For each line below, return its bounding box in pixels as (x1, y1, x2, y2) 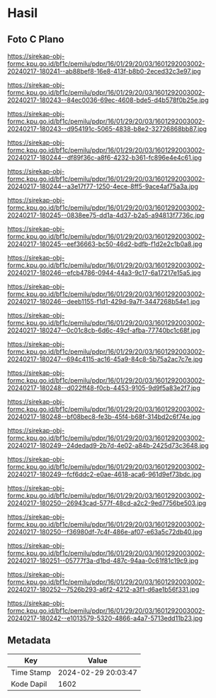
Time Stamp (11, 668, 52, 677)
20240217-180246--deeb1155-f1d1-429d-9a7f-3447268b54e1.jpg (7, 298, 200, 305)
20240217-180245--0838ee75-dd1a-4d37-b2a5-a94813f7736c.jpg (7, 211, 205, 219)
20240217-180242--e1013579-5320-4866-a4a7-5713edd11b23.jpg (7, 614, 203, 622)
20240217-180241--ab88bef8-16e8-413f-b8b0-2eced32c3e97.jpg (7, 67, 201, 75)
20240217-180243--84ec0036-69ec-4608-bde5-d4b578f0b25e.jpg (7, 96, 209, 104)
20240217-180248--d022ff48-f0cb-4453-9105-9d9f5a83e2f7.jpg (7, 384, 200, 392)
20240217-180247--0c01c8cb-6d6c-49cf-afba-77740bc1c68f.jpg (7, 326, 200, 334)
